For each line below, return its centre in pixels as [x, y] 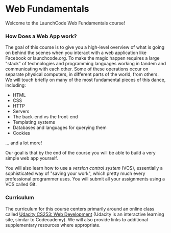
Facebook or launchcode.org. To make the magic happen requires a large [82, 58]
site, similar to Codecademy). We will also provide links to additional [77, 219]
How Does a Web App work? [41, 36]
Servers [21, 111]
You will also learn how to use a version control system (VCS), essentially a [84, 168]
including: [16, 85]
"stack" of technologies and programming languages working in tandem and [86, 64]
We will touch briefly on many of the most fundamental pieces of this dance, [86, 80]
